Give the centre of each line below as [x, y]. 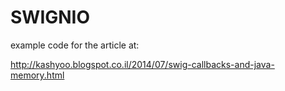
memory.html [37, 75]
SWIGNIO [50, 17]
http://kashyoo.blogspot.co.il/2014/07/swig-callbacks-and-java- [142, 64]
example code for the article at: [75, 45]
